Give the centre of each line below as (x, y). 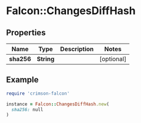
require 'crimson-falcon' (38, 93)
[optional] (113, 59)
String (46, 59)
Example (22, 80)
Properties (26, 33)
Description (77, 49)
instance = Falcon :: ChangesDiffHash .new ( (58, 104)
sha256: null (27, 109)
